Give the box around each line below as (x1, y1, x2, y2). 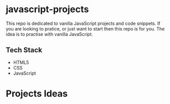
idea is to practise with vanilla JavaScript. (6, 31, 93, 37)
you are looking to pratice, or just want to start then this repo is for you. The (6, 25, 165, 31)
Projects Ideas (6, 88, 68, 99)
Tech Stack (6, 46, 42, 54)
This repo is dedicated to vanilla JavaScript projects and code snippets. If (6, 20, 160, 26)
